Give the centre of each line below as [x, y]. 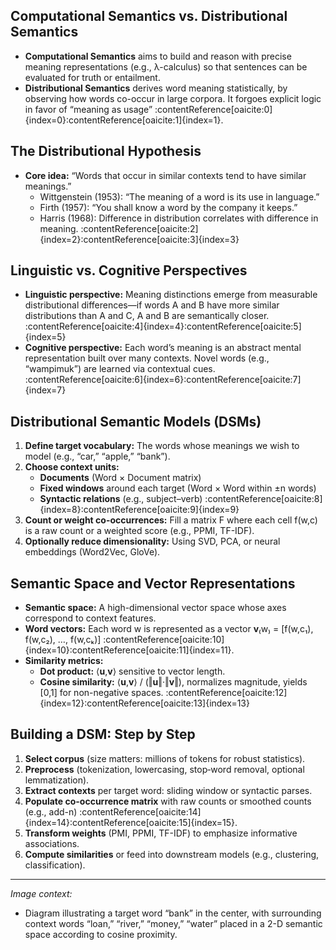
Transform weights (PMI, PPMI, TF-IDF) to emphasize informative [161, 833]
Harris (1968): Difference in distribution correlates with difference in [179, 218]
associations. [52, 843]
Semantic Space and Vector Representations [153, 583]
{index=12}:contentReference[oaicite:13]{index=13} [144, 703]
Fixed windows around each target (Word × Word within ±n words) [178, 488]
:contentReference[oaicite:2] [139, 228]
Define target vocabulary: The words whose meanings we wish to [162, 446]
